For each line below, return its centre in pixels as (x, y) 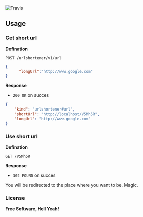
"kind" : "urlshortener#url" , (45, 110)
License (15, 198)
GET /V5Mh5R (18, 156)
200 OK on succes (31, 95)
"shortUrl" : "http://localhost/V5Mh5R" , (57, 114)
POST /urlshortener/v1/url (33, 58)
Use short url (21, 136)
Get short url (21, 38)
